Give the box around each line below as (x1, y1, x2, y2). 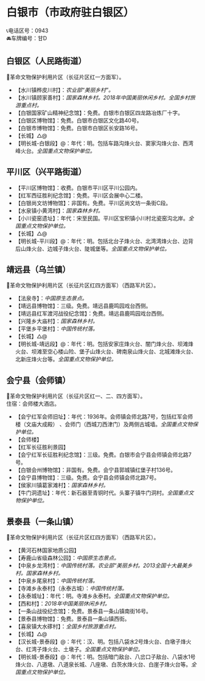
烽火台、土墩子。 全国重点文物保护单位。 (41, 646, 144, 652)
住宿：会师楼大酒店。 (6, 400, 60, 408)
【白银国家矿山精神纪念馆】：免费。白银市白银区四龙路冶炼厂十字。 (15, 109, 184, 116)
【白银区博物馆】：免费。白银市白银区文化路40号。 (15, 116, 142, 124)
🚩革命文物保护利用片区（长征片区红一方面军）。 (6, 73, 125, 80)
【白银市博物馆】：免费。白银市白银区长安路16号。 (15, 124, 141, 132)
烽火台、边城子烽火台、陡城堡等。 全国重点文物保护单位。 (26, 245, 170, 252)
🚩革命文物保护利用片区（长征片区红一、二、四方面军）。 (6, 392, 146, 400)
